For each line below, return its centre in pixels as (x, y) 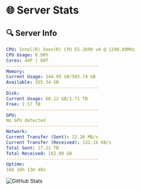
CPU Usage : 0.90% (27, 55)
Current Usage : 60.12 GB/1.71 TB (47, 99)
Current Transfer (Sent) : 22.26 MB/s (52, 137)
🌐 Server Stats (43, 10)
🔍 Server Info (32, 33)
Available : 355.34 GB (33, 82)
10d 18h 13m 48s (26, 170)
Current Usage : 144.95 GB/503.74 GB (51, 77)
